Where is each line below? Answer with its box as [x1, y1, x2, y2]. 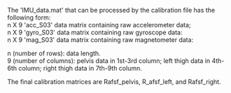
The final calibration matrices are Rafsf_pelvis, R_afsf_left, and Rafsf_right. [7, 78, 222, 86]
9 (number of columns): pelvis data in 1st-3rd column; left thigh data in [7, 57, 211, 65]
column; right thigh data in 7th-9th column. [18, 64, 142, 72]
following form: [7, 13, 51, 22]
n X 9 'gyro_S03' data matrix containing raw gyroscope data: [7, 28, 183, 36]
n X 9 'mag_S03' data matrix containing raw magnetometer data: [7, 36, 194, 44]
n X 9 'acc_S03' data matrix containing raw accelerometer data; [7, 21, 191, 29]
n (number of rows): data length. [7, 49, 101, 57]
